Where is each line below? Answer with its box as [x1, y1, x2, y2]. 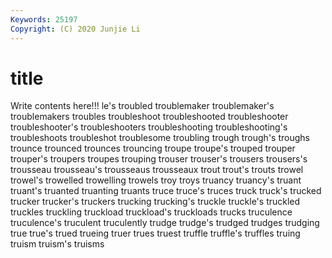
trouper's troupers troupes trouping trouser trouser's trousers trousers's [10, 153, 308, 165]
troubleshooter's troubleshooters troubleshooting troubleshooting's [10, 121, 288, 133]
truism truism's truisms [10, 238, 105, 250]
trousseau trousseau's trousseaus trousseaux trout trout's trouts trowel [10, 164, 304, 176]
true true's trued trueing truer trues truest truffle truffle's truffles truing [10, 227, 301, 240]
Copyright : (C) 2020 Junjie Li [10, 24, 141, 34]
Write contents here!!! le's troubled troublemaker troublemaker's [10, 100, 275, 112]
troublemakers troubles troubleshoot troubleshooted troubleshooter [10, 111, 289, 123]
